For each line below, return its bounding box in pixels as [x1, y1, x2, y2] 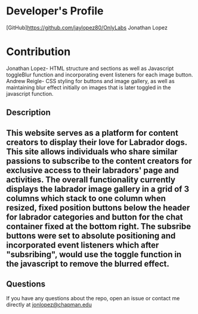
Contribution [6, 45, 71, 59]
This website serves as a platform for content [6, 127, 179, 138]
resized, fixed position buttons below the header [6, 202, 190, 213]
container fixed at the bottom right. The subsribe [6, 221, 191, 231]
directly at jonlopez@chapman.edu [6, 301, 92, 309]
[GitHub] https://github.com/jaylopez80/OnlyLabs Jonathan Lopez [6, 24, 168, 31]
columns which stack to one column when [6, 193, 166, 203]
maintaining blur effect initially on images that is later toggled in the [6, 84, 171, 91]
